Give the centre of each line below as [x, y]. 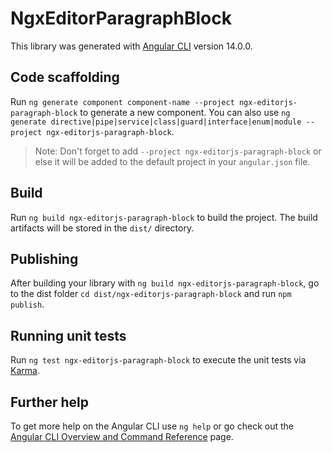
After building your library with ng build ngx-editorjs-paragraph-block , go [165, 283]
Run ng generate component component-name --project [122, 101]
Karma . [25, 371]
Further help [50, 402]
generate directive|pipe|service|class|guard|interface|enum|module [156, 122]
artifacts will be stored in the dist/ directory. [102, 228]
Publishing [44, 258]
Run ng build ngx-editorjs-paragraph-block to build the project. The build [164, 217]
